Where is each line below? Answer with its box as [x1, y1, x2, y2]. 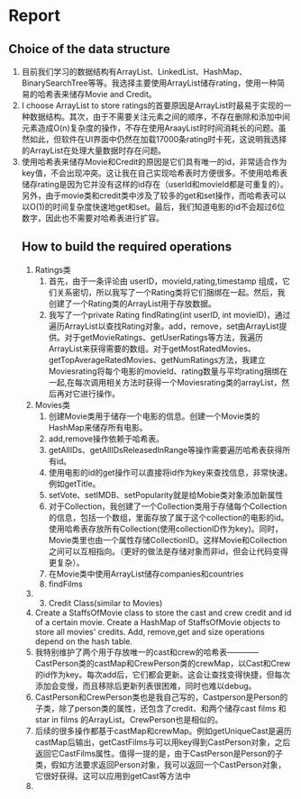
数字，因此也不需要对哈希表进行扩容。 [21, 213, 164, 223]
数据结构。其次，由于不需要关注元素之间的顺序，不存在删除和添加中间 [29, 112, 290, 122]
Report [8, 5, 60, 26]
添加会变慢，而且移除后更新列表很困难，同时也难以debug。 [34, 680, 257, 691]
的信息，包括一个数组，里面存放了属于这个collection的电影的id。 [48, 512, 289, 522]
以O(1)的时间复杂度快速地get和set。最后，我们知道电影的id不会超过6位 [21, 202, 286, 212]
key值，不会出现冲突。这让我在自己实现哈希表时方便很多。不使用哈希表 [21, 168, 287, 178]
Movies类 [34, 399, 71, 410]
